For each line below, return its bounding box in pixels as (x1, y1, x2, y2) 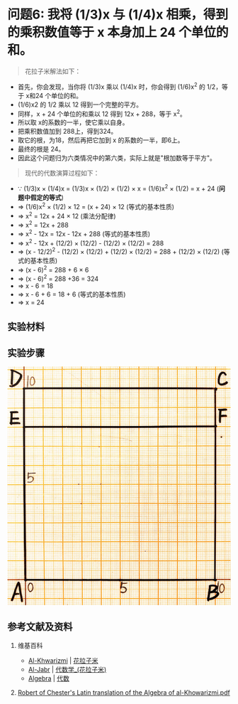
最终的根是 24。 (17, 145, 65, 154)
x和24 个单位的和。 (25, 91, 83, 100)
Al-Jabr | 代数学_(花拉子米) (28, 665, 107, 673)
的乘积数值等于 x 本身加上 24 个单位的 (7, 24, 229, 41)
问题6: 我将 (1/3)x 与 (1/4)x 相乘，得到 (7, 6, 229, 23)
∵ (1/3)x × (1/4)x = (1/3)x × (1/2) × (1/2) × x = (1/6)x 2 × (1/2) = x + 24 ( (17, 183, 220, 193)
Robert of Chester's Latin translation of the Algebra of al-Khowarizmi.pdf (17, 688, 230, 697)
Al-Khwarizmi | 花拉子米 (28, 656, 98, 665)
